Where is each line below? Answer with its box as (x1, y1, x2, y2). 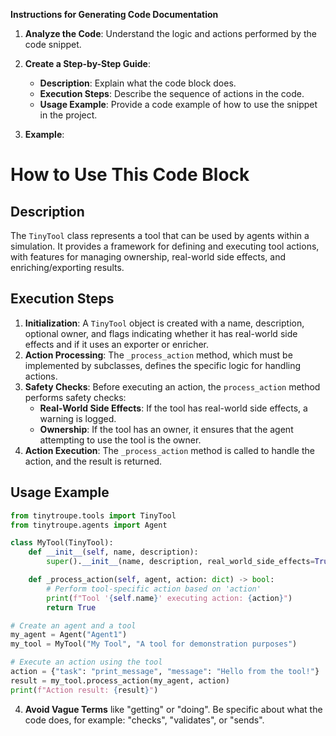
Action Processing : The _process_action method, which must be (24, 349, 293, 361)
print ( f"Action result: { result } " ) (10, 685, 159, 695)
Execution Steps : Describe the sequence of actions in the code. (39, 88, 305, 99)
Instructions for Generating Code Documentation (10, 9, 219, 20)
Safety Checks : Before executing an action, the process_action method (24, 380, 321, 393)
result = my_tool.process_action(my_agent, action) (10, 675, 230, 686)
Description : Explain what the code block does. (39, 77, 237, 89)
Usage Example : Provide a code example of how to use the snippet (39, 99, 318, 110)
